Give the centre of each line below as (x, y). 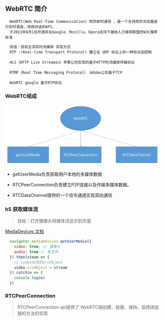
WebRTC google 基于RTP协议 (36, 83)
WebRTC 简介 (26, 9)
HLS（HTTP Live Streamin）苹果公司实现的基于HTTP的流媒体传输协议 (72, 62)
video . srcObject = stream (41, 268)
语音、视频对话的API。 (36, 27)
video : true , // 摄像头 (37, 247)
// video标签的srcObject (39, 262)
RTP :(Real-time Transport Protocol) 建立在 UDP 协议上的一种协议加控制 (81, 52)
